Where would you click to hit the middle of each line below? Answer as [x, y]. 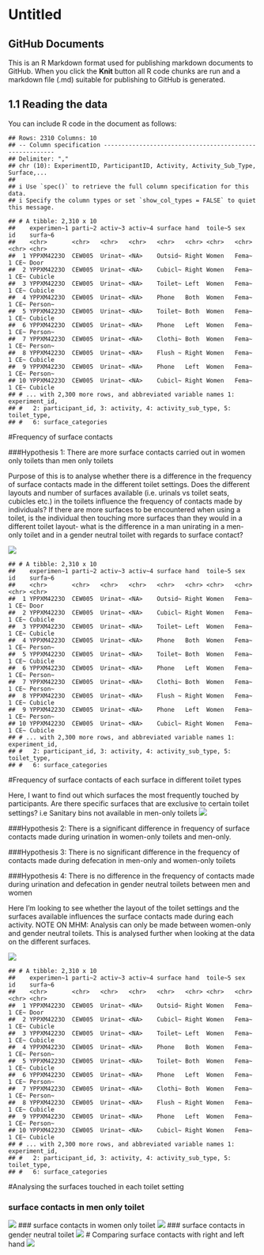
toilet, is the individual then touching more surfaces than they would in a [125, 518]
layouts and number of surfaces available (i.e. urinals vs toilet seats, [119, 492]
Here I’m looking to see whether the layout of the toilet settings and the [124, 907]
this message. [32, 207]
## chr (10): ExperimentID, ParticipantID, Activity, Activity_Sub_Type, [132, 165]
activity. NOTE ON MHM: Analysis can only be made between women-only [130, 925]
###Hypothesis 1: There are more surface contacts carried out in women [127, 452]
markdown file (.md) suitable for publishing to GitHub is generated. [117, 80]
